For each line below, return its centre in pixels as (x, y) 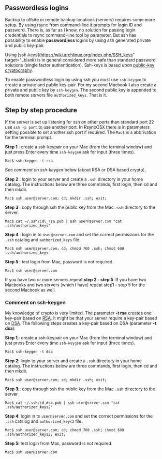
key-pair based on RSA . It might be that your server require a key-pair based (81, 318)
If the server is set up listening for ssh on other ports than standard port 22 (80, 122)
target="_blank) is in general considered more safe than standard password (80, 60)
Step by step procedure (41, 110)
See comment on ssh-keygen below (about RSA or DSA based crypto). (75, 169)
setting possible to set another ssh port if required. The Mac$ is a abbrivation (81, 132)
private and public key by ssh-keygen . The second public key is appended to (81, 90)
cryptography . (19, 70)
